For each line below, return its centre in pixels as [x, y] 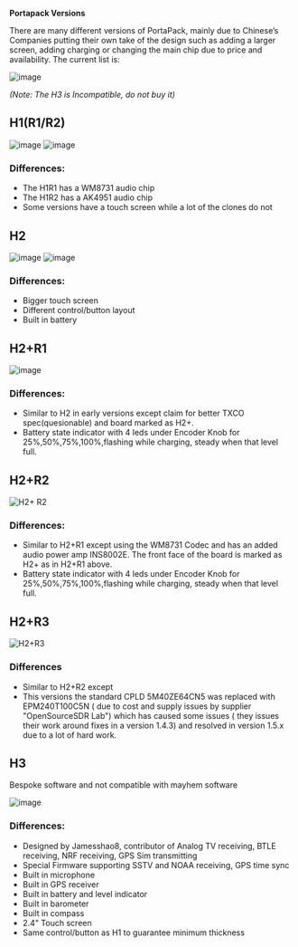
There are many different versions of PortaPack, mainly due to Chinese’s [144, 30]
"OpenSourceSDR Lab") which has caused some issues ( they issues [151, 715]
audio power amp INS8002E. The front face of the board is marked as [152, 555]
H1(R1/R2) [37, 123]
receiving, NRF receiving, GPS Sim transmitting [110, 856]
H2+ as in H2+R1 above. [67, 564]
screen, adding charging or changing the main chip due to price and [136, 50]
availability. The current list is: [65, 59]
